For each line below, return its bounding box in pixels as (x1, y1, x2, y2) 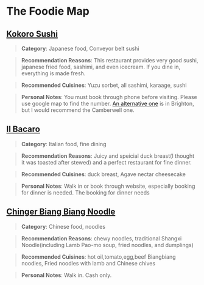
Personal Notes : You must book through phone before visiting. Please (21, 94, 197, 100)
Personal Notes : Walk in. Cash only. (21, 271, 112, 279)
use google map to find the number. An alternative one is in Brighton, (21, 100, 194, 107)
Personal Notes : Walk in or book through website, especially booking (21, 182, 195, 190)
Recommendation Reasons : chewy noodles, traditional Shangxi (21, 234, 182, 242)
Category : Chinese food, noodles (21, 223, 105, 230)
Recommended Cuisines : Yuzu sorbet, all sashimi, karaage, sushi (21, 81, 187, 89)
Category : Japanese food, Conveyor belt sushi (21, 45, 139, 52)
